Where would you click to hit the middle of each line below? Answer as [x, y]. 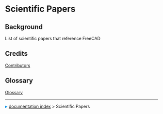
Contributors [18, 65]
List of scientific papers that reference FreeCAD [53, 38]
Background [24, 27]
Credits [16, 54]
